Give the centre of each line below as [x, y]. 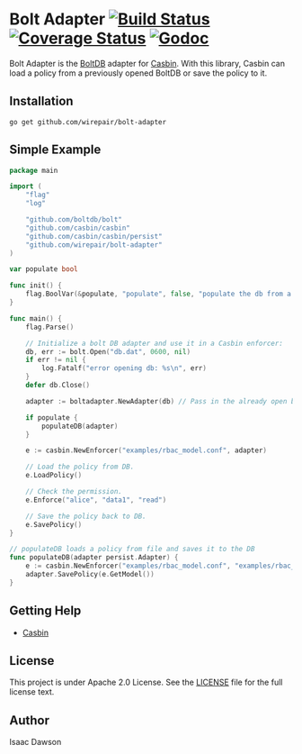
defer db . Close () [58, 386]
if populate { [52, 418]
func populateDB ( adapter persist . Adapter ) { [94, 558]
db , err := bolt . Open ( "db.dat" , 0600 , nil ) [108, 351]
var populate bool [44, 269]
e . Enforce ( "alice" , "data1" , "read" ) [96, 500]
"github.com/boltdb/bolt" [74, 220]
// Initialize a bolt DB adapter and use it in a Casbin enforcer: [154, 343]
